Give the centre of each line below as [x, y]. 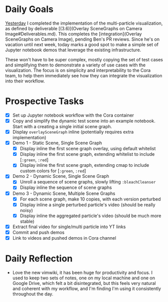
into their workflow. [25, 81]
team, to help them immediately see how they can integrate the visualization [84, 75]
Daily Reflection [39, 259]
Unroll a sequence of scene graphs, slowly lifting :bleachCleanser [88, 182]
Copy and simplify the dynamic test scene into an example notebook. [84, 121]
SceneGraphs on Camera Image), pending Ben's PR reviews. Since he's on [82, 39]
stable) [27, 221]
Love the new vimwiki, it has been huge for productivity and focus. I [82, 272]
